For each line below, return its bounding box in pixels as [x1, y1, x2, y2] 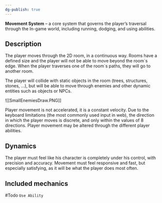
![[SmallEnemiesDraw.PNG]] [5, 98, 62, 103]
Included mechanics [5, 179, 68, 188]
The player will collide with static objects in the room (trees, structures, [5, 78, 148, 83]
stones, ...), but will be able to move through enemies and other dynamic [5, 83, 151, 89]
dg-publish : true [5, 7, 40, 12]
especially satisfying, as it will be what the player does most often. [5, 165, 139, 171]
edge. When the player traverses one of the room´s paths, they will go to [5, 63, 151, 69]
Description [5, 40, 41, 48]
